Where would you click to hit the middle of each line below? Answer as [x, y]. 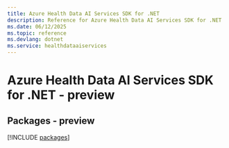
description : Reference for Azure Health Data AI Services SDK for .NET [114, 20]
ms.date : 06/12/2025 [37, 26]
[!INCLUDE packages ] [39, 137]
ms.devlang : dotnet [35, 40]
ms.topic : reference [37, 33]
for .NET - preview [61, 95]
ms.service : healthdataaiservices [57, 46]
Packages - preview [51, 121]
